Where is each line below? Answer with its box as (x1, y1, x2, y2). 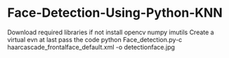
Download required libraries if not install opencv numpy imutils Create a (7, 28, 214, 36)
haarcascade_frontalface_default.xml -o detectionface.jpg (7, 43, 176, 51)
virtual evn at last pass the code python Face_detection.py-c (7, 35, 183, 43)
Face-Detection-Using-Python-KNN (7, 5, 223, 21)
